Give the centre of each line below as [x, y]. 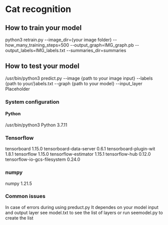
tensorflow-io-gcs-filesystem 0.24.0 [43, 159]
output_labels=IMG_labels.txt [35, 50]
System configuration [32, 102]
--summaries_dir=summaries [96, 50]
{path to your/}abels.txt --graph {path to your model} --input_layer [74, 83]
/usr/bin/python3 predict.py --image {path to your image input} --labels [79, 78]
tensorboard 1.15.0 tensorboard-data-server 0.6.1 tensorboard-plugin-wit [80, 149]
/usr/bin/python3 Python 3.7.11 [36, 125]
